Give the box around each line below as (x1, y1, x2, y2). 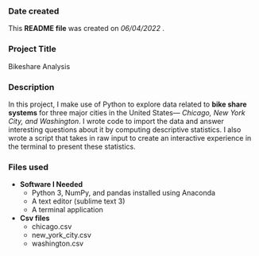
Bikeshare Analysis (8, 61, 71, 71)
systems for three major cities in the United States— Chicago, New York (8, 107, 245, 117)
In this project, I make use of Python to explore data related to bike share (8, 99, 248, 109)
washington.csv (31, 239, 84, 248)
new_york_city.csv (31, 231, 91, 240)
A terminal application (31, 205, 103, 215)
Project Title (8, 44, 57, 55)
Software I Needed (19, 180, 83, 189)
